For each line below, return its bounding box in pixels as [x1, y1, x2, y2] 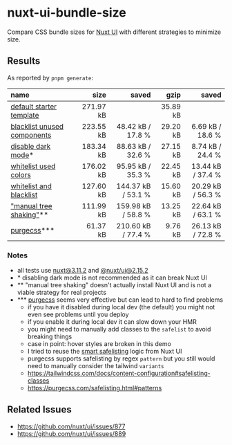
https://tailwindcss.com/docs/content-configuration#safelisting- [27, 369, 211, 378]
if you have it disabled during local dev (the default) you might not [27, 303, 215, 311]
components [10, 130, 52, 140]
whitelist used [10, 161, 56, 171]
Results [7, 55, 41, 67]
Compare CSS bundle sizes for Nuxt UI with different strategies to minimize [7, 28, 222, 36]
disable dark [10, 141, 51, 151]
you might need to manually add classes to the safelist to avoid [27, 325, 211, 334]
